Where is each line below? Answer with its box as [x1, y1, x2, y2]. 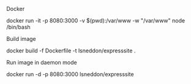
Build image [6, 35, 36, 42]
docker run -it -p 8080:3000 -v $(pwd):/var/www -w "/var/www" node [6, 17, 185, 24]
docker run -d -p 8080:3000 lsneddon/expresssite [6, 71, 134, 78]
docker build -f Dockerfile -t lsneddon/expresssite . [6, 47, 136, 54]
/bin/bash [6, 24, 31, 30]
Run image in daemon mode [6, 59, 78, 66]
